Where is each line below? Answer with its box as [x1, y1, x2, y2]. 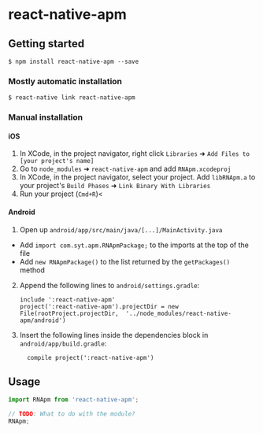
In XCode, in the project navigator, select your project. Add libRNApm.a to [19, 172, 256, 182]
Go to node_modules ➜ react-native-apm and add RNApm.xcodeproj [19, 164, 232, 174]
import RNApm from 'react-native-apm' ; [8, 396, 139, 404]
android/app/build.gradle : [19, 339, 107, 348]
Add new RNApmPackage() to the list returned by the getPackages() [19, 257, 231, 266]
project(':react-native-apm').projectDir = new [19, 302, 179, 310]
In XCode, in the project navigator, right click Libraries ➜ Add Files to [19, 149, 250, 158]
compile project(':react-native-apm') [27, 353, 154, 361]
